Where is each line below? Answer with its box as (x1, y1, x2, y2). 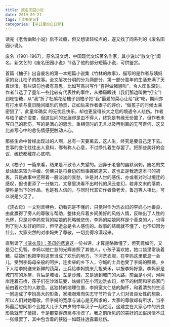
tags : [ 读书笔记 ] (5, 17, 39, 22)
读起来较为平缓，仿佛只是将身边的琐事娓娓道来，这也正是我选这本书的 (9, 168, 156, 174)
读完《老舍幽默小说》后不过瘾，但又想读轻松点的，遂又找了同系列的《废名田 (5, 36, 165, 42)
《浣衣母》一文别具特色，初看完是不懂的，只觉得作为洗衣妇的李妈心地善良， (5, 204, 165, 210)
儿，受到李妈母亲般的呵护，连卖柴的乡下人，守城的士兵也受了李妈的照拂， (5, 259, 160, 265)
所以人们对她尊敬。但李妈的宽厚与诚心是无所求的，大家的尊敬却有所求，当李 (5, 297, 165, 303)
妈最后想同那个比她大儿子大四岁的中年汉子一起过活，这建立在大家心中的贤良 (5, 304, 165, 310)
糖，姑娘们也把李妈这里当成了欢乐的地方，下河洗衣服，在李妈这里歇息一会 (5, 253, 160, 259)
